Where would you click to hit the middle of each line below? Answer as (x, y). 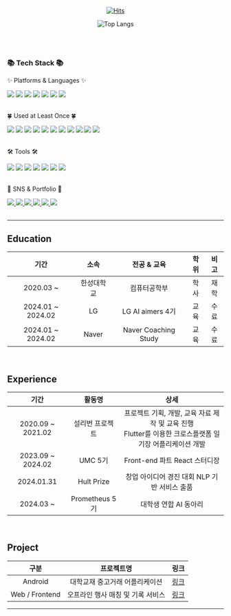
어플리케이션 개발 (179, 444)
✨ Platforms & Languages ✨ (47, 81)
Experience (32, 379)
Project (23, 548)
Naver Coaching (149, 330)
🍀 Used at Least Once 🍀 (42, 116)
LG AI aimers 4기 (149, 311)
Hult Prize (94, 481)
